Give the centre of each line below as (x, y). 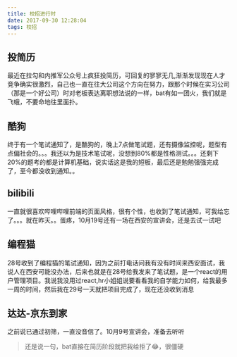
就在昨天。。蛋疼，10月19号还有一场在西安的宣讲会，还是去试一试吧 (123, 220)
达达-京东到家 (37, 314)
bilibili (21, 193)
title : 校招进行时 (32, 14)
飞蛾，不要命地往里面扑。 (44, 102)
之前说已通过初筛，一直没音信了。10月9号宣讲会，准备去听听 (96, 332)
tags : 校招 (22, 27)
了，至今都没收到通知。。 (43, 171)
